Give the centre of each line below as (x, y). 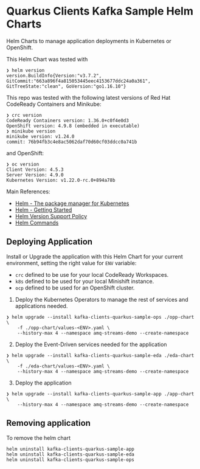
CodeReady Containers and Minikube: (54, 104)
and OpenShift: (25, 153)
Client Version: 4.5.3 (35, 169)
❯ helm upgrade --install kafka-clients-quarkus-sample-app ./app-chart (100, 394)
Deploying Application (50, 242)
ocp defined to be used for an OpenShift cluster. (75, 288)
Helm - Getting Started (43, 210)
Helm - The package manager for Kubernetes (72, 203)
